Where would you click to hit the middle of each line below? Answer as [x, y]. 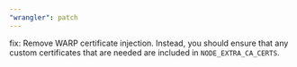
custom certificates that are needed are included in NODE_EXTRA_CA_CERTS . [145, 52]
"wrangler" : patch [44, 17]
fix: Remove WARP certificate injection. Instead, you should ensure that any [149, 43]
